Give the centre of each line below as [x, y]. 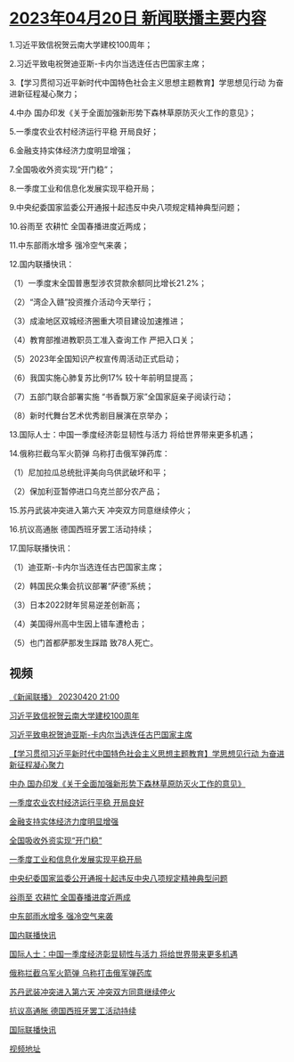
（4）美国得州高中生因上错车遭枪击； [78, 624]
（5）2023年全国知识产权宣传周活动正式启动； [95, 358]
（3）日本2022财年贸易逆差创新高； [76, 605]
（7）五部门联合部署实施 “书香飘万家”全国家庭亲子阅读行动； [122, 396]
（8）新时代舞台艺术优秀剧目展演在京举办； [90, 415]
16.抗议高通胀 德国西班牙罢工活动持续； [82, 529]
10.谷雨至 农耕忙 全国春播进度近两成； [79, 226]
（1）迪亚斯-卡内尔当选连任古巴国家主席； [87, 567]
